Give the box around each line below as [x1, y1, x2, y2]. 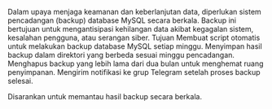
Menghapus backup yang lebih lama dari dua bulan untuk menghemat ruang [7, 59, 264, 68]
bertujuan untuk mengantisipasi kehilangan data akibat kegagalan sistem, [7, 24, 254, 33]
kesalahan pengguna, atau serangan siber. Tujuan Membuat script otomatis [7, 33, 261, 42]
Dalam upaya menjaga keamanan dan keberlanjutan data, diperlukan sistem [7, 7, 261, 16]
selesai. [7, 76, 33, 85]
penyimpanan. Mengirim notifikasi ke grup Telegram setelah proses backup [7, 68, 261, 76]
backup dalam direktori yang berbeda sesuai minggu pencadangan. [7, 50, 235, 59]
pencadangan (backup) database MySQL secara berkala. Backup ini [7, 15, 237, 25]
